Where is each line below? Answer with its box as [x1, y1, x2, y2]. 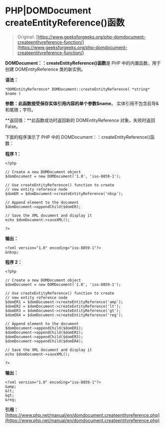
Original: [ [17, 34, 38, 40]
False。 [5, 123, 21, 129]
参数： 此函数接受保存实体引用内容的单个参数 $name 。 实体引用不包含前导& [5, 100, 159, 107]
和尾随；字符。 [5, 107, 36, 112]
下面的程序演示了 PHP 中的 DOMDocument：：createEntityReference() [5, 134, 151, 140]
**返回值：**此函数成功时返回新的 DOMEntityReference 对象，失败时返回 [5, 117, 156, 123]
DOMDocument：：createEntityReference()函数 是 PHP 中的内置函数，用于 [5, 60, 161, 66]
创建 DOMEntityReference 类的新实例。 [5, 66, 86, 72]
